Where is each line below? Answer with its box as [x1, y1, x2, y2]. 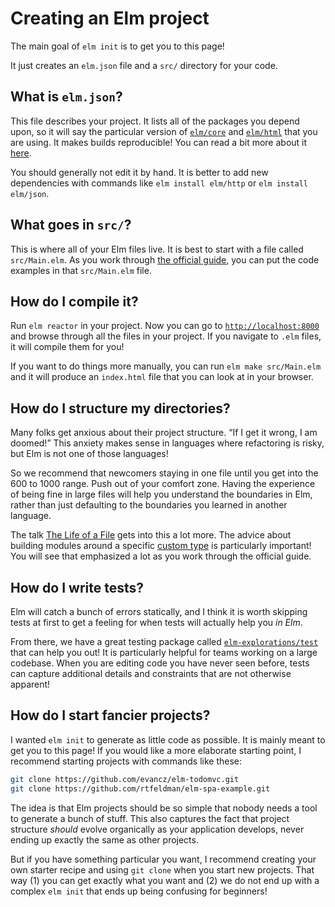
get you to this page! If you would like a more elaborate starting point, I [10, 744, 302, 756]
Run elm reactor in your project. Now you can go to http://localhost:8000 [10, 320, 320, 332]
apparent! [10, 678, 51, 690]
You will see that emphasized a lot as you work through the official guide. [10, 550, 312, 562]
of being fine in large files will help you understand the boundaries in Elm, [10, 488, 313, 501]
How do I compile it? [10, 293, 139, 310]
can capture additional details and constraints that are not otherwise [10, 668, 292, 679]
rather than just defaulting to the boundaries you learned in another [10, 499, 288, 511]
